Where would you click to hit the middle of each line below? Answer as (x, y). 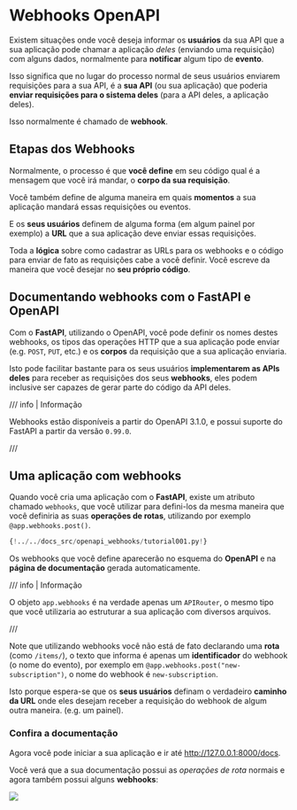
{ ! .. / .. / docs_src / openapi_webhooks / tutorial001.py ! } (108, 541)
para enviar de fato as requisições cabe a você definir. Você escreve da (140, 260)
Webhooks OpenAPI (85, 16)
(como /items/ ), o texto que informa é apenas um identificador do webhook (148, 656)
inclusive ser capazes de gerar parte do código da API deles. (120, 387)
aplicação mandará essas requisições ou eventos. (100, 206)
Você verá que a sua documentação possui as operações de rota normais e (147, 770)
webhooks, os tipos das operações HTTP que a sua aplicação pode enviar (145, 341)
